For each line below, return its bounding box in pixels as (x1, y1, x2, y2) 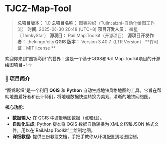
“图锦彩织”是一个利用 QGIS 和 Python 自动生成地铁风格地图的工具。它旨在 (5, 87, 157, 93)
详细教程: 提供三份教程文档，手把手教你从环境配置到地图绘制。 (12, 134, 141, 140)
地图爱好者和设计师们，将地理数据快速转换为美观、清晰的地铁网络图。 (9, 94, 153, 100)
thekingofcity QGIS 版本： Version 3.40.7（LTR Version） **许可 (27, 38, 159, 45)
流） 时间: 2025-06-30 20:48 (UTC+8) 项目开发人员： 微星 (17, 26, 138, 32)
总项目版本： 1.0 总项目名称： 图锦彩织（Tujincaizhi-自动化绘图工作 (17, 20, 155, 26)
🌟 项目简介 (5, 75, 31, 82)
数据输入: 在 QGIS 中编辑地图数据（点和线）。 (12, 115, 105, 121)
